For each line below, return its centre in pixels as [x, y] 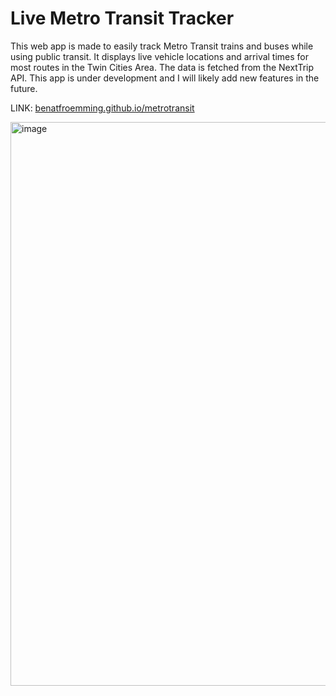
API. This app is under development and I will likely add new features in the [165, 78]
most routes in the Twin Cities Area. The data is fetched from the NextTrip [162, 67]
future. [24, 88]
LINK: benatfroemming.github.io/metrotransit [102, 108]
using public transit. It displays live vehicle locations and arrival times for [160, 56]
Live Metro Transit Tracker [122, 18]
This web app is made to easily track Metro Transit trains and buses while [162, 46]
